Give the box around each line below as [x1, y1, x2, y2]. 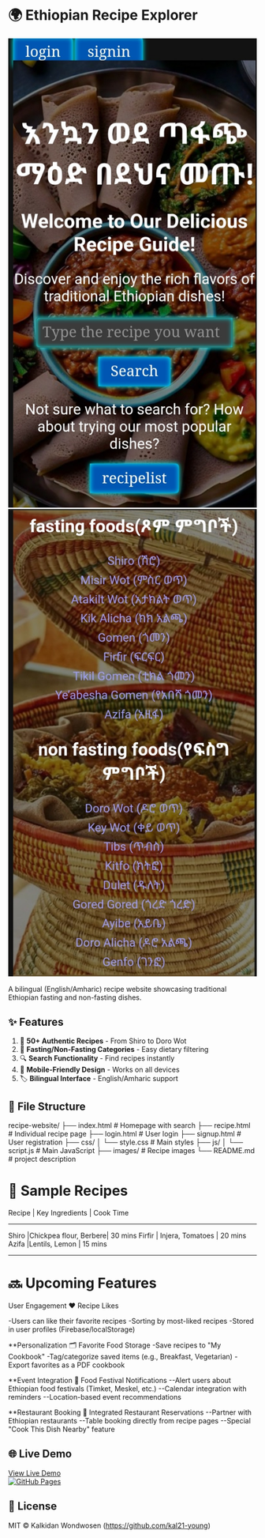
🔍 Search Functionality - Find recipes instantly [19, 1054, 175, 1063]
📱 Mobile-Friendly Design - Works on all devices [19, 1065, 180, 1075]
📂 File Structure [8, 1099, 86, 1113]
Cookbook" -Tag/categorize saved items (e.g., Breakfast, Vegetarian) [8, 1352, 233, 1362]
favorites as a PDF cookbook [31, 1360, 125, 1370]
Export [8, 1360, 30, 1370]
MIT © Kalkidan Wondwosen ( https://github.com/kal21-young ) [8, 1521, 211, 1530]
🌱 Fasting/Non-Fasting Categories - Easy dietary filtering [19, 1045, 209, 1054]
